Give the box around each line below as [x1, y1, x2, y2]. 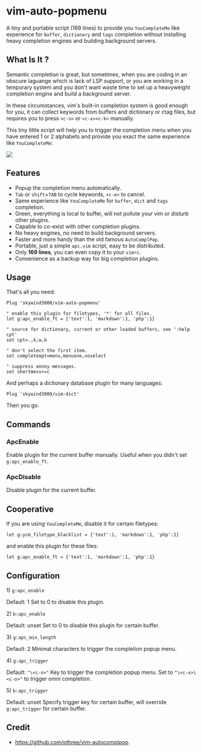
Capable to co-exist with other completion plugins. [14, 223, 141, 230]
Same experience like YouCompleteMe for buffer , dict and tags [14, 197, 169, 204]
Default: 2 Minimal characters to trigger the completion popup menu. [6, 645, 177, 652]
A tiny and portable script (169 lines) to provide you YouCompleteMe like [6, 24, 180, 31]
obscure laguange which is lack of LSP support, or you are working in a [6, 77, 184, 84]
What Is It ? [6, 54, 49, 65]
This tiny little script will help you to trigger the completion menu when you [6, 126, 192, 134]
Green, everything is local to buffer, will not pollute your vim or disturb [14, 210, 189, 217]
